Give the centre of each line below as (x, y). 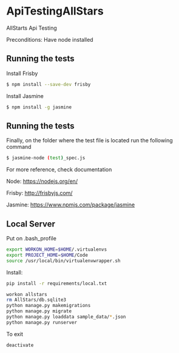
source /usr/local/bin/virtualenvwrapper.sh (63, 261)
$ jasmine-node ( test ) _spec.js (46, 158)
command (19, 147)
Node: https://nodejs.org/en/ (42, 181)
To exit (15, 334)
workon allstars (27, 294)
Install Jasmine (25, 96)
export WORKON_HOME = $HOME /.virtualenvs (57, 249)
